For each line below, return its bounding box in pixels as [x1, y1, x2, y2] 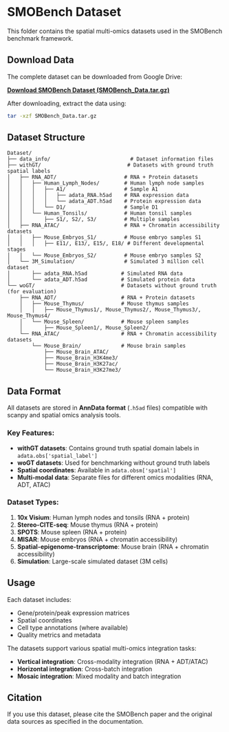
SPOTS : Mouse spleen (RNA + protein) [17, 527, 127, 536]
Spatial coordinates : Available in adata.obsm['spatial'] [17, 466, 177, 474]
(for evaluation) [7, 289, 57, 295]
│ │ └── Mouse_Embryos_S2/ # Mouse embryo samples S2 [7, 252, 201, 259]
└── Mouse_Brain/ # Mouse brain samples [32, 342, 186, 350]
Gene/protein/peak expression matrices [17, 609, 130, 617]
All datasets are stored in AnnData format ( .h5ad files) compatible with [7, 404, 208, 412]
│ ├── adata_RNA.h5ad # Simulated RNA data [7, 270, 184, 278]
